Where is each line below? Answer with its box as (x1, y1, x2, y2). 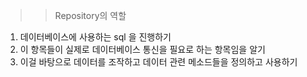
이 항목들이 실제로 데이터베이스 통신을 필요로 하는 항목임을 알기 (19, 44, 266, 55)
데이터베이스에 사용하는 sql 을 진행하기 (19, 31, 172, 43)
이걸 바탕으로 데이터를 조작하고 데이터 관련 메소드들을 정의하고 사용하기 (19, 56, 298, 68)
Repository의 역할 (54, 10, 127, 21)
